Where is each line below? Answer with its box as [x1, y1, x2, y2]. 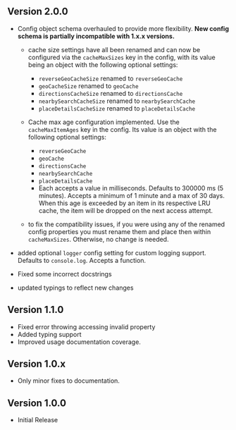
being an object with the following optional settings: [27, 60, 178, 69]
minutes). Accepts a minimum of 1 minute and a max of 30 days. [38, 191, 225, 199]
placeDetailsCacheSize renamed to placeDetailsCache [38, 104, 196, 112]
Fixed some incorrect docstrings [17, 269, 112, 278]
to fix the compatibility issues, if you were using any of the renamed [27, 220, 225, 228]
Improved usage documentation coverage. [17, 338, 141, 346]
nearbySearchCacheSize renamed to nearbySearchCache [38, 97, 196, 105]
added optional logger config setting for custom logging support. [17, 248, 206, 257]
